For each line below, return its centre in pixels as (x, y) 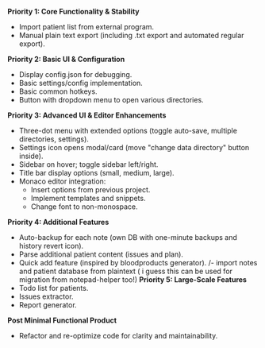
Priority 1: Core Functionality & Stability (73, 12)
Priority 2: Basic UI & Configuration (66, 59)
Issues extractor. (46, 296)
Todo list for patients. (54, 288)
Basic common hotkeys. (58, 91)
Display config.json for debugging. (75, 74)
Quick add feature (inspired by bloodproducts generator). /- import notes (138, 263)
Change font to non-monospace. (84, 207)
